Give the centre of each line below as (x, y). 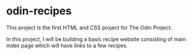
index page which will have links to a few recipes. (67, 45)
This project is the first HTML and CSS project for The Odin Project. (89, 27)
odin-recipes (39, 11)
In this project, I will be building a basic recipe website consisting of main (96, 39)
